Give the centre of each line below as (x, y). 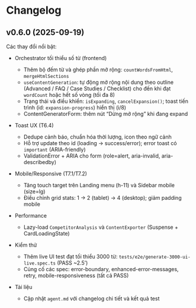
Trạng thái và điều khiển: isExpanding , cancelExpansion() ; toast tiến (106, 101)
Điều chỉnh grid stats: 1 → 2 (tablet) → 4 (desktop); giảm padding (102, 198)
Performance (31, 216)
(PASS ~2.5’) (73, 263)
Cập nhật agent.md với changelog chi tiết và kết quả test (91, 298)
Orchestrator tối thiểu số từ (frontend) (61, 58)
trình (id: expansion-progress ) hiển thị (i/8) (75, 107)
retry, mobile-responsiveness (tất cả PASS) (76, 275)
